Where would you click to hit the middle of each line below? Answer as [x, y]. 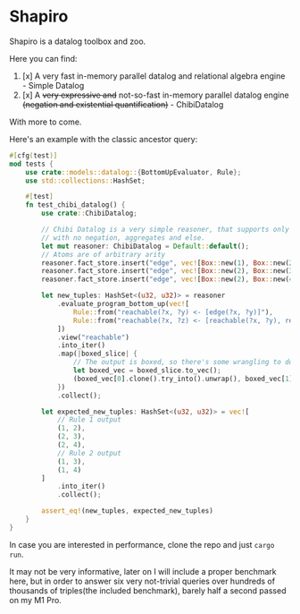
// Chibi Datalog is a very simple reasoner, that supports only [166, 230]
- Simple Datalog [53, 85]
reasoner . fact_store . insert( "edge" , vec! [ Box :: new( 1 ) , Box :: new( [166, 263]
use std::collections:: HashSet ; [85, 181]
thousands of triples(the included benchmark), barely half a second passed [148, 590]
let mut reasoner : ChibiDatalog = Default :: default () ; [146, 246]
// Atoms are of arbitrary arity [104, 254]
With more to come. [46, 122]
